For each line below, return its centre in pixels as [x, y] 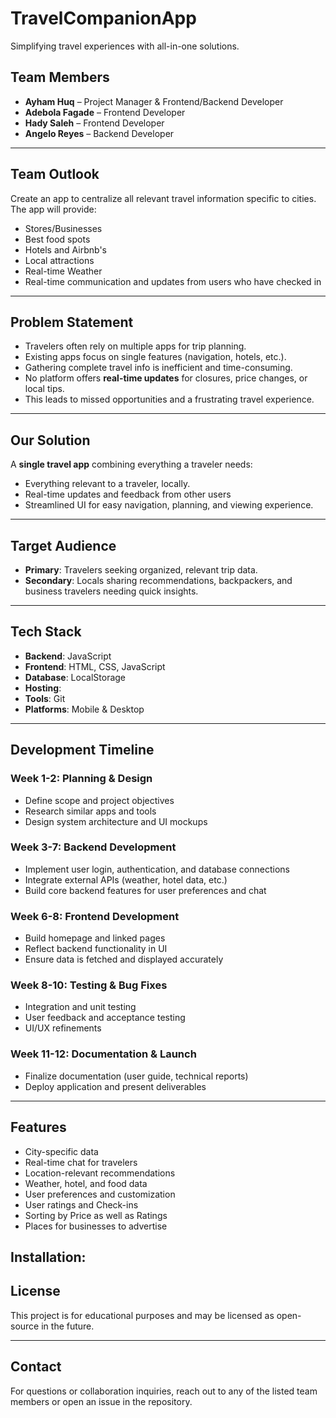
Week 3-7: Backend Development [93, 847]
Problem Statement [72, 322]
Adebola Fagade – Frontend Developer [105, 112]
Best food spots [57, 239]
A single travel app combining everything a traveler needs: [131, 464]
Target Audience [63, 545]
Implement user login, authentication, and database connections [157, 869]
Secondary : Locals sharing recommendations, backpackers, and [158, 580]
